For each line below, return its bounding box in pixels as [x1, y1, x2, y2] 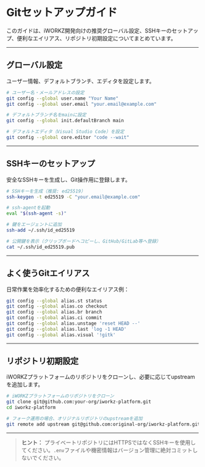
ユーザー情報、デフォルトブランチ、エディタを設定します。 [6, 77, 155, 84]
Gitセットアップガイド [6, 6, 118, 20]
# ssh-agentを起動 [6, 205, 51, 211]
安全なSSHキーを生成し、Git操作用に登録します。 [6, 175, 131, 183]
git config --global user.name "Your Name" [6, 95, 119, 101]
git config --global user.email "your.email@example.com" [6, 101, 157, 107]
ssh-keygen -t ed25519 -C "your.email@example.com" [6, 194, 140, 200]
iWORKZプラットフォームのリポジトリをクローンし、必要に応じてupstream [6, 373, 195, 381]
